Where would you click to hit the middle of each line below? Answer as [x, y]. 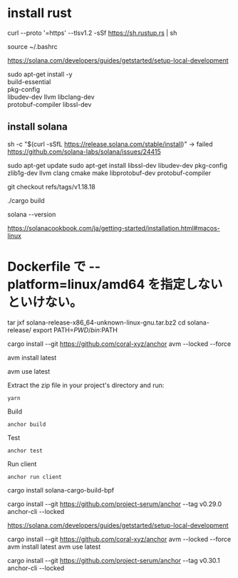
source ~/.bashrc [33, 46]
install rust [40, 13]
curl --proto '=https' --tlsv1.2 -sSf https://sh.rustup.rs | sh [92, 33]
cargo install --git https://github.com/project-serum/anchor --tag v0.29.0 [115, 504]
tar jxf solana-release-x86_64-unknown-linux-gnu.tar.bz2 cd [97, 322]
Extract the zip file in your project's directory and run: [86, 385]
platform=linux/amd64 [76, 284]
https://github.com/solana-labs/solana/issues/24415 [84, 152]
